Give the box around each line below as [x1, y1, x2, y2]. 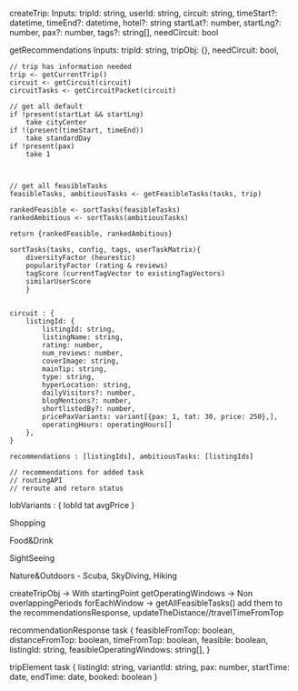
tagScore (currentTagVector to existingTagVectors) [25, 269, 225, 278]
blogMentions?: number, [42, 396, 132, 406]
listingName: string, [42, 333, 124, 342]
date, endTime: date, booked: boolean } [9, 672, 158, 682]
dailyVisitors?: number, [42, 388, 136, 397]
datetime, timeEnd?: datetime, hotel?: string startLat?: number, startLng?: [9, 17, 282, 28]
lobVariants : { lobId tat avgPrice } [9, 500, 135, 510]
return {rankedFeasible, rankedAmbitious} [9, 229, 173, 238]
